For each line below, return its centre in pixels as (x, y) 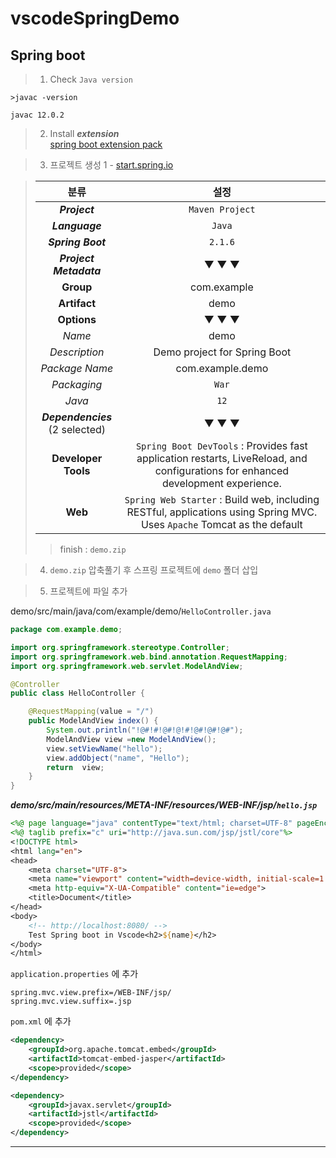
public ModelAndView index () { (93, 721)
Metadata (77, 270)
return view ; (75, 767)
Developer (77, 458)
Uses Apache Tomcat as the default (221, 524)
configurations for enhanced (222, 470)
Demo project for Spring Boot (222, 352)
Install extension (84, 133)
